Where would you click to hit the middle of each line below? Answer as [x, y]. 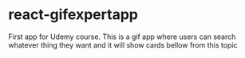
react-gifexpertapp [73, 15]
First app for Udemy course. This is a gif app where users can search [122, 37]
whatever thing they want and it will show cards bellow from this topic [123, 44]
